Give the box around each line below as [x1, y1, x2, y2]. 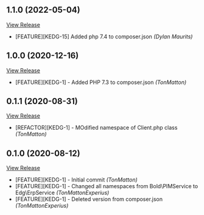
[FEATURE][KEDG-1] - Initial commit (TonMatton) [15, 176, 138, 183]
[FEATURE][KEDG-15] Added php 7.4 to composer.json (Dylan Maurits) [15, 33, 193, 40]
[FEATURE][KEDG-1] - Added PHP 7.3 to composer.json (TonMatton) [15, 79, 187, 86]
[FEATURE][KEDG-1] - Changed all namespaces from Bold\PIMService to [15, 183, 199, 190]
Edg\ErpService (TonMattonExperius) [15, 189, 110, 197]
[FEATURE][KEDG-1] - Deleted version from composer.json [15, 196, 163, 203]
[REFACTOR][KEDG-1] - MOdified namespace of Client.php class [15, 124, 178, 132]
